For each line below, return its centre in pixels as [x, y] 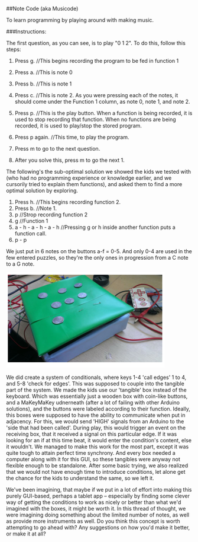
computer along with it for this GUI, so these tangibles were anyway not [93, 459]
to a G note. [20, 264]
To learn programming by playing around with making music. [80, 20]
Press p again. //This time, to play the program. [72, 137]
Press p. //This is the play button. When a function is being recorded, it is [103, 113]
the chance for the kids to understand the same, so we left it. [80, 478]
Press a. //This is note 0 [43, 72]
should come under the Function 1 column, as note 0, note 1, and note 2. [102, 101]
